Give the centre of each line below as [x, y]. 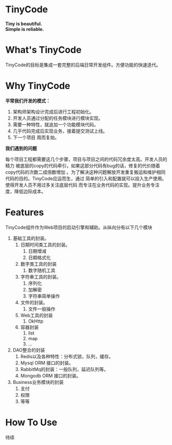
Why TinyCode [38, 86]
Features [25, 212]
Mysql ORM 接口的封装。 [47, 363]
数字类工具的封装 [39, 264]
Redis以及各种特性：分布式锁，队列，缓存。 [67, 356]
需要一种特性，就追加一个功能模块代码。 [55, 124]
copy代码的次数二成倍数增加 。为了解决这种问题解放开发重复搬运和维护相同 [85, 172]
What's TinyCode [43, 50]
